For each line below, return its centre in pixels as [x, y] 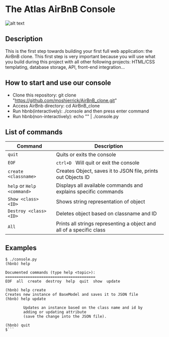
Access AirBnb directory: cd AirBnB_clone [56, 105]
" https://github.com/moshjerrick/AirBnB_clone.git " [65, 100]
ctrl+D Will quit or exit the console [98, 163]
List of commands [34, 132]
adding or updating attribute [55, 312]
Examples [21, 248]
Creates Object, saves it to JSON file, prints [107, 171]
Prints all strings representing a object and [106, 223]
